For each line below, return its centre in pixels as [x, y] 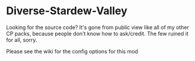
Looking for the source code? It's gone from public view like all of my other [98, 27]
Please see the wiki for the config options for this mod [72, 51]
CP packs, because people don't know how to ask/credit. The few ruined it [97, 33]
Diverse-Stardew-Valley [67, 11]
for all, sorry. [22, 40]
